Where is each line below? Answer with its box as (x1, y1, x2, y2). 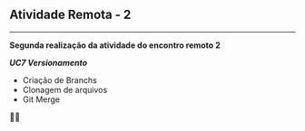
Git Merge (22, 94, 61, 105)
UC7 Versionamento (9, 57, 88, 68)
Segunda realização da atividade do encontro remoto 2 (9, 40, 221, 51)
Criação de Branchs (22, 74, 97, 85)
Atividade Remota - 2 (9, 7, 132, 23)
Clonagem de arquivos (22, 84, 108, 95)
